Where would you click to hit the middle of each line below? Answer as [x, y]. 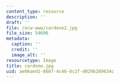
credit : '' [25, 50]
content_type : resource [35, 11]
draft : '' [18, 22]
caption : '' [26, 44]
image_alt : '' [29, 55]
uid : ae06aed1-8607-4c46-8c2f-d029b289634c [60, 71]
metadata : [18, 39]
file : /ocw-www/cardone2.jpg [42, 28]
